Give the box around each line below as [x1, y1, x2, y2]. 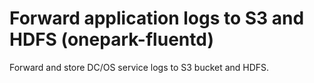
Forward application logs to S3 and [9, 7, 305, 30]
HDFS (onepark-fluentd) [9, 28, 214, 51]
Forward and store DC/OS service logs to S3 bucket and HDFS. [9, 61, 270, 73]
